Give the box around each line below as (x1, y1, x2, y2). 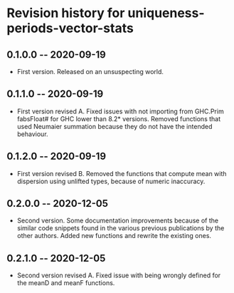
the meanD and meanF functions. (16, 279, 115, 287)
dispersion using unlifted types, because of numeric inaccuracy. (16, 177, 206, 185)
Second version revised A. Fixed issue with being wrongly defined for (16, 271, 221, 279)
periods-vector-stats (6, 20, 134, 36)
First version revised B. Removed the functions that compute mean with (16, 169, 227, 178)
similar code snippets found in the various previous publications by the (16, 224, 225, 232)
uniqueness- (127, 5, 205, 21)
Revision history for (6, 5, 125, 21)
